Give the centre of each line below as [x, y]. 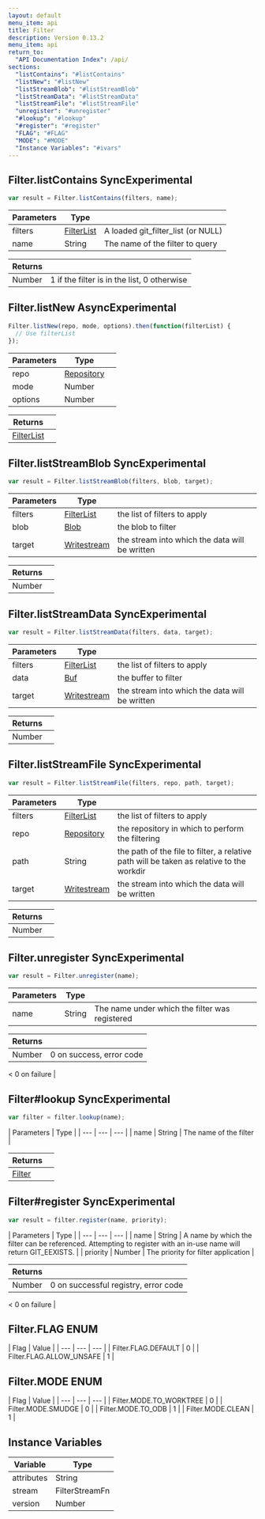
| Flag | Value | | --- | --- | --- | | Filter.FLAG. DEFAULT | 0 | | [104, 1348]
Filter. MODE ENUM [55, 1381]
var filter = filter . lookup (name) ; [67, 1117]
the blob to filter [147, 527]
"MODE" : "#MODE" [42, 140]
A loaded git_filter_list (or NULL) [163, 231]
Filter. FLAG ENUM [53, 1330]
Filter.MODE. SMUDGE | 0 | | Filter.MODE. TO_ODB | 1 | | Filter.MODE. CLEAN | [131, 1409]
